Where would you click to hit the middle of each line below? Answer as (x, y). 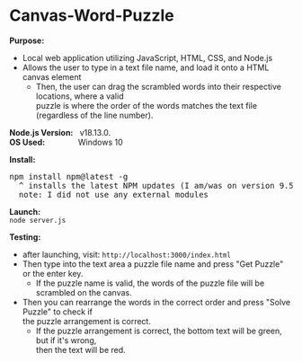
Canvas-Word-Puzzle (92, 16)
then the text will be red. (80, 349)
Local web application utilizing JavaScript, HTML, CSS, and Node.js (147, 57)
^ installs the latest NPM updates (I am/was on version (147, 185)
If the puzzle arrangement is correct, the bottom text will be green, (159, 331)
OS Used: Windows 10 (66, 142)
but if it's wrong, (66, 340)
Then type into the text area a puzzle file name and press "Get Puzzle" (153, 264)
